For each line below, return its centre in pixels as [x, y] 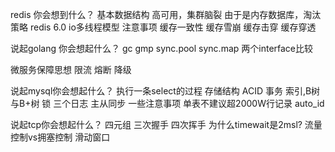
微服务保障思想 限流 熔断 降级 [71, 69]
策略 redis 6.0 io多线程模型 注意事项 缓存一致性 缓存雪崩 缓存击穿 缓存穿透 [163, 27]
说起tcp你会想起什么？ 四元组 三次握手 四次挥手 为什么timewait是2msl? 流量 [166, 124]
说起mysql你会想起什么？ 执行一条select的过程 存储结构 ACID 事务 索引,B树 [165, 91]
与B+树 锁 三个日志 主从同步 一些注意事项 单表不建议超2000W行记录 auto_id [167, 103]
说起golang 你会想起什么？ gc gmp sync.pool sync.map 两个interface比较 [162, 48]
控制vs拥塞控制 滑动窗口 [60, 137]
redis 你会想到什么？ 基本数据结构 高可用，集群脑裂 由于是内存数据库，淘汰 [166, 14]
